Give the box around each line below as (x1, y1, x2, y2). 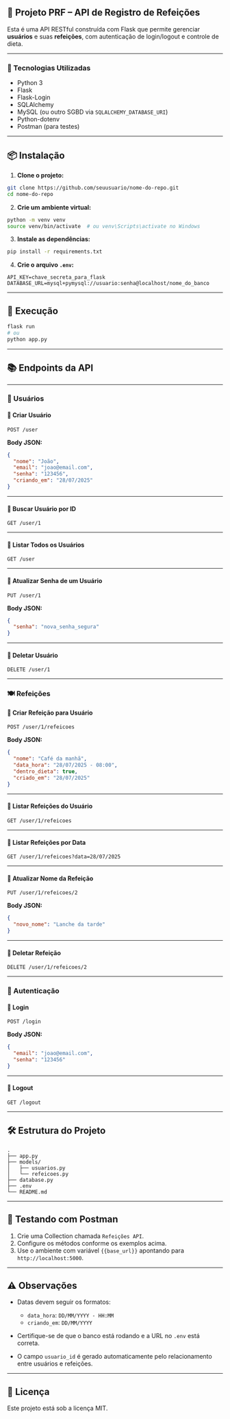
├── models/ (7, 1159, 41, 1165)
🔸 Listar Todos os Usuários (7, 541, 85, 549)
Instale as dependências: (16, 235, 90, 243)
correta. (16, 1339, 40, 1347)
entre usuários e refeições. (16, 1359, 93, 1368)
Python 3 (16, 79, 43, 87)
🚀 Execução (7, 305, 58, 317)
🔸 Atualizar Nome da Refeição (7, 874, 94, 883)
